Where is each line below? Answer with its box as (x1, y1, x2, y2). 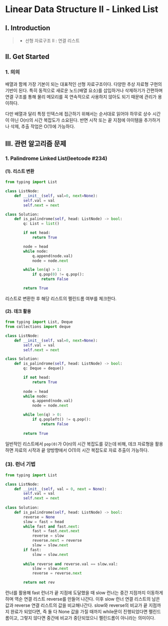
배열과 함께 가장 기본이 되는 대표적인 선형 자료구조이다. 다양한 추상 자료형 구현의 (5, 81, 162, 87)
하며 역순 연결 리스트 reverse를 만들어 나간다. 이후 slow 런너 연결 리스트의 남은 (5, 596, 160, 602)
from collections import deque (5, 324, 71, 329)
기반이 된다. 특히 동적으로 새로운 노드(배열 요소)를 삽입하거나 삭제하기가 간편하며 (5, 87, 163, 93)
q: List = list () (23, 221, 59, 226)
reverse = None (23, 515, 55, 520)
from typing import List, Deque (5, 319, 73, 325)
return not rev (23, 580, 55, 585)
